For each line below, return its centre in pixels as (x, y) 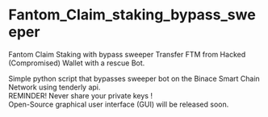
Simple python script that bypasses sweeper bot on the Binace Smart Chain (134, 78)
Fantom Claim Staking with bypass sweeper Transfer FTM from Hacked (127, 54)
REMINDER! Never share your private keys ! (81, 95)
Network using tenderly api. (54, 87)
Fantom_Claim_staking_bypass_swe (132, 15)
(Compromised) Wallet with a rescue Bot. (77, 63)
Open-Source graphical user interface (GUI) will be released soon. (119, 104)
